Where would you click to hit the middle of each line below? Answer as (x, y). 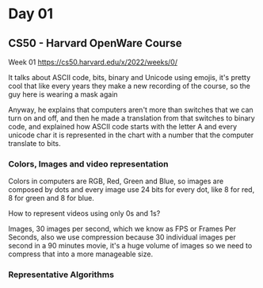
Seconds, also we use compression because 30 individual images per (122, 237)
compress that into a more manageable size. (80, 254)
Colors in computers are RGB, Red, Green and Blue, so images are (116, 181)
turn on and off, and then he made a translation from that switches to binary (131, 118)
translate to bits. (34, 143)
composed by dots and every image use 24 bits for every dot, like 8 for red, (131, 190)
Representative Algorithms (61, 275)
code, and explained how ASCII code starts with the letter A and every (123, 127)
